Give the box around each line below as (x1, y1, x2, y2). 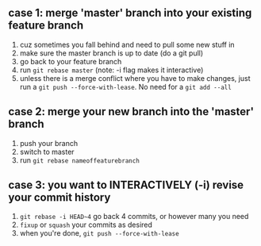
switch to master (19, 147, 75, 156)
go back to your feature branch (19, 56, 122, 66)
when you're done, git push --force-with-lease (19, 229, 180, 238)
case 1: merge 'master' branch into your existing (8, 6, 252, 20)
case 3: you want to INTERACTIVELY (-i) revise (8, 179, 244, 192)
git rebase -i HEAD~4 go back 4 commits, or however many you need (19, 212, 249, 221)
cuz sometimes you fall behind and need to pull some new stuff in (19, 40, 236, 49)
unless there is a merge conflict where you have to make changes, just (19, 73, 251, 83)
